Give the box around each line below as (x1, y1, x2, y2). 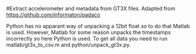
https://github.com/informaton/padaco (6, 11, 100, 18)
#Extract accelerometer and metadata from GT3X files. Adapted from (6, 5, 176, 12)
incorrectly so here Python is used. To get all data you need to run (6, 35, 168, 42)
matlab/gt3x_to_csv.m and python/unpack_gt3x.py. (6, 41, 131, 48)
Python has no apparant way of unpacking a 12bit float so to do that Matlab (6, 23, 190, 29)
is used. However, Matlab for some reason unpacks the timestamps (6, 29, 171, 36)
